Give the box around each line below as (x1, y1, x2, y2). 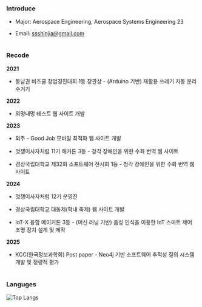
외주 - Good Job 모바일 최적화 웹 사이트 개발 (15, 134, 121, 142)
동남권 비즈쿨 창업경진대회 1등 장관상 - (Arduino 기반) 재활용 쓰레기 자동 (15, 77, 186, 85)
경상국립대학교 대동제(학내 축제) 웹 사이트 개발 (15, 205, 125, 213)
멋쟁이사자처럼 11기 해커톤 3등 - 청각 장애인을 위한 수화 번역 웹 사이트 (15, 147, 179, 154)
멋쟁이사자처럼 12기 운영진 (15, 193, 78, 200)
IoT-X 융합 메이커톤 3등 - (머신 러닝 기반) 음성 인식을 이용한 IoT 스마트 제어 (15, 218, 192, 226)
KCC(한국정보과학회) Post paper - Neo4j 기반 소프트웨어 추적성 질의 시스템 (15, 250, 195, 258)
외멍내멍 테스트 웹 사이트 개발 (15, 109, 85, 117)
